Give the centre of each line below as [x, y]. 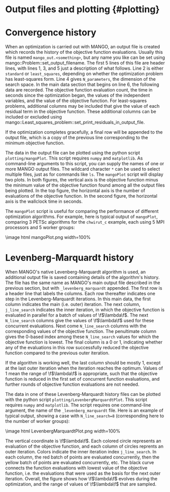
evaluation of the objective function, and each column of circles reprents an [84, 446]
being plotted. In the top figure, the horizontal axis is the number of [75, 191]
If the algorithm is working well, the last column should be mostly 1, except [83, 363]
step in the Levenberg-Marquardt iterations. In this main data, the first [78, 299]
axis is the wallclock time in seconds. [44, 201]
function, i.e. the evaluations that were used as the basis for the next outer [83, 473]
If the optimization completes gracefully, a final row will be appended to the [84, 132]
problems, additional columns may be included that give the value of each [82, 106]
